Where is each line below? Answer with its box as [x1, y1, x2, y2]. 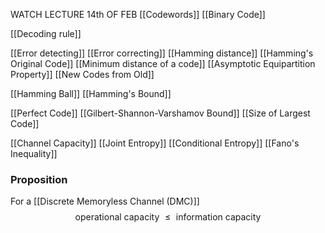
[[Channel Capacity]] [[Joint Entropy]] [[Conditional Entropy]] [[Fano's [10, 137, 300, 149]
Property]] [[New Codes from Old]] [10, 69, 155, 80]
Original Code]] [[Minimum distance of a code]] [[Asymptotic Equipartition [10, 58, 316, 69]
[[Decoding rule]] [10, 28, 82, 39]
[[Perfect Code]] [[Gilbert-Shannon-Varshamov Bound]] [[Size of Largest [10, 107, 311, 119]
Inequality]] [10, 148, 58, 159]
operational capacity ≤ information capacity [74, 211, 262, 223]
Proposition [10, 172, 68, 186]
